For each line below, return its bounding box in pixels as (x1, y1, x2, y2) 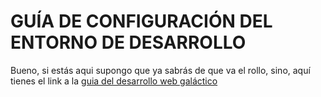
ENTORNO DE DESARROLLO (10, 31, 247, 54)
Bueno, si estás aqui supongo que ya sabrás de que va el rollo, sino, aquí (10, 64, 311, 76)
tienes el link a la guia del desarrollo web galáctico (10, 75, 218, 87)
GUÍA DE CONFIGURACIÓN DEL (10, 10, 273, 33)
